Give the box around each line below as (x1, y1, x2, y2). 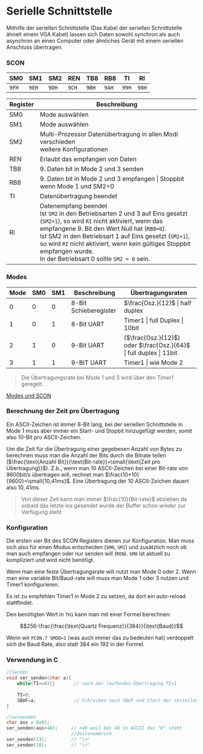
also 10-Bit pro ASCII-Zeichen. (6, 433, 82, 440)
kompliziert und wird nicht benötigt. (6, 556, 95, 564)
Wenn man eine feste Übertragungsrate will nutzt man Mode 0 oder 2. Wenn (6, 568, 196, 575)
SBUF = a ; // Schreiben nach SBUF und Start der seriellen (17, 697, 199, 703)
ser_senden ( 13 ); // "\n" (6, 736, 91, 743)
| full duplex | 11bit (123, 349, 178, 357)
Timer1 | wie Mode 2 (123, 358, 183, 367)
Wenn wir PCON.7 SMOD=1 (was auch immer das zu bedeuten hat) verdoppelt (6, 634, 194, 642)
